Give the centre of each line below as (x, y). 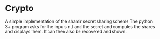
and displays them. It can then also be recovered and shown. (66, 31)
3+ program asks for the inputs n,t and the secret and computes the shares (80, 26)
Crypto (19, 8)
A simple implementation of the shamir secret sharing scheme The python (79, 21)
